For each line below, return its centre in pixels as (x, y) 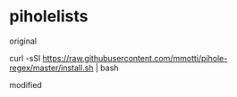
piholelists (49, 16)
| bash (107, 68)
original (23, 41)
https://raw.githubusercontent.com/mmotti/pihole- (135, 58)
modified (25, 85)
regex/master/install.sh (51, 68)
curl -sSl (25, 58)
